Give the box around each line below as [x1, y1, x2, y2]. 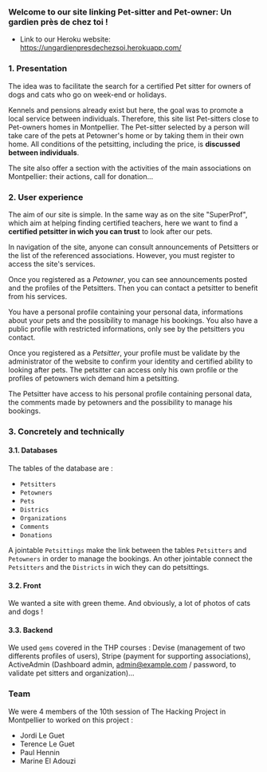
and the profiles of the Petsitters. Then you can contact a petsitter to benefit [8, 283, 258, 292]
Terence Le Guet [19, 738, 75, 749]
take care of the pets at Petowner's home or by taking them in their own [8, 130, 245, 140]
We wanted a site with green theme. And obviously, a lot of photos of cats [8, 599, 251, 608]
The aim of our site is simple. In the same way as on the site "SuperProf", [8, 209, 248, 219]
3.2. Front [8, 580, 41, 590]
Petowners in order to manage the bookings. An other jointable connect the [8, 554, 253, 563]
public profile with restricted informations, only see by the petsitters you [8, 324, 245, 333]
